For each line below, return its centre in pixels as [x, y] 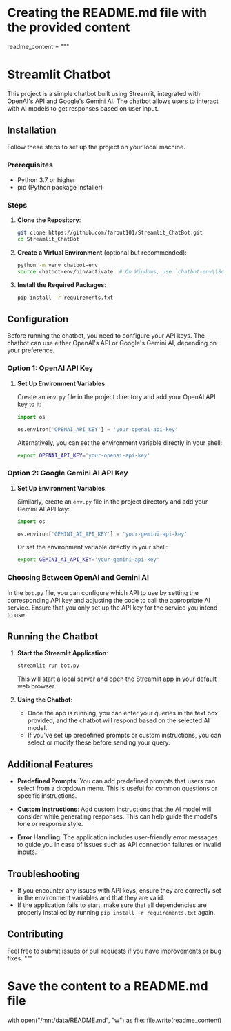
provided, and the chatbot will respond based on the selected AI [119, 720]
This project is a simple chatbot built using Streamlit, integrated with [104, 93]
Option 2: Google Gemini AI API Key [68, 473]
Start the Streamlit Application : [62, 653]
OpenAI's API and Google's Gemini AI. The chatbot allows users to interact [113, 101]
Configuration [38, 319]
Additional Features [50, 764]
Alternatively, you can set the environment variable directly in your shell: [120, 442]
